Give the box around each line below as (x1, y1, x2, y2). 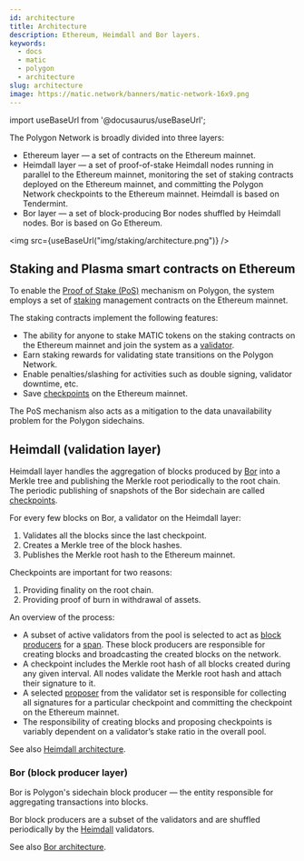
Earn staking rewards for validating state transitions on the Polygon (22, 349, 274, 360)
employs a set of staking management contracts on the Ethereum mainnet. (9, 295, 289, 305)
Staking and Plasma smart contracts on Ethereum (9, 261, 296, 276)
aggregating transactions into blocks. (9, 796, 149, 807)
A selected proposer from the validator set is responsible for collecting (22, 687, 288, 698)
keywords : (9, 38, 47, 48)
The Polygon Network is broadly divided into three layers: (9, 132, 225, 143)
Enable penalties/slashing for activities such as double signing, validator (22, 369, 293, 380)
